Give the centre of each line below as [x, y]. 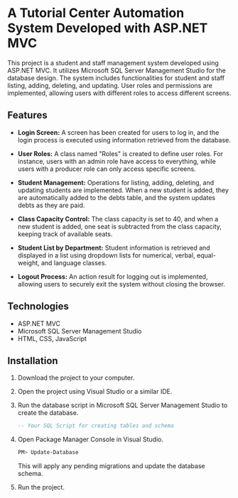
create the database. [48, 413]
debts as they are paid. [51, 205]
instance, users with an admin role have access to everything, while [117, 161]
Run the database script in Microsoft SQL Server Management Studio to [123, 405]
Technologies [38, 306]
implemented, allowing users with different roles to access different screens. [119, 93]
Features [27, 115]
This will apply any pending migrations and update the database [111, 466]
